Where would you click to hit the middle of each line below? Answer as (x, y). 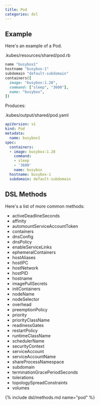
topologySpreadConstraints (40, 382)
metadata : (15, 134)
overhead (22, 304)
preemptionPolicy (30, 309)
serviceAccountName (34, 356)
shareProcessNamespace (38, 362)
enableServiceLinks (32, 247)
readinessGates (28, 325)
